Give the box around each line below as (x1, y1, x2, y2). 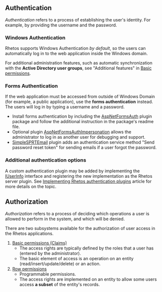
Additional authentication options (5, 157, 86, 164)
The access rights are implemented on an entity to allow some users (19, 276, 157, 282)
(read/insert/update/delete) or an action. (19, 261, 101, 267)
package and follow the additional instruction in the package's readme (12, 119, 154, 125)
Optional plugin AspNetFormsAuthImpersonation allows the (12, 129, 132, 135)
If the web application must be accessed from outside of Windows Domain (5, 94, 155, 100)
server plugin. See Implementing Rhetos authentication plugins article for (5, 178, 152, 184)
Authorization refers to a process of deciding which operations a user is (5, 210, 150, 216)
